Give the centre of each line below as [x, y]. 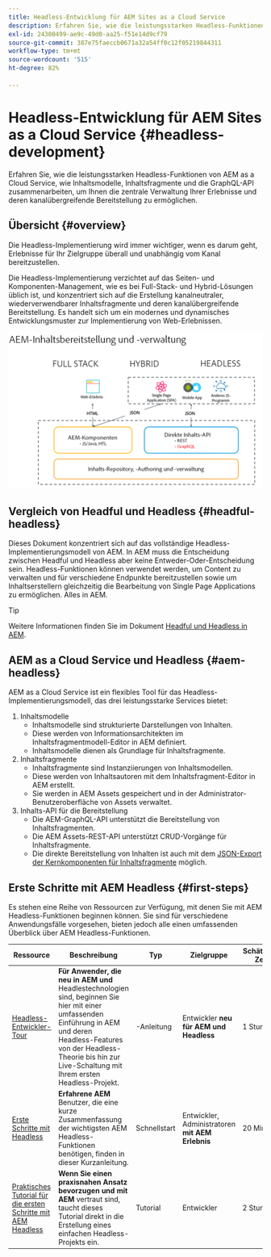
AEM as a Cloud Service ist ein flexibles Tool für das [95, 692]
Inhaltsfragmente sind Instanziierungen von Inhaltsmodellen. [132, 768]
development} [57, 151]
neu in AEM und [85, 979]
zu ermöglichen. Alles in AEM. [58, 595]
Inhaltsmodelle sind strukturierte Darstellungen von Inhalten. [132, 725]
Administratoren [209, 1124]
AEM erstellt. [53, 785]
